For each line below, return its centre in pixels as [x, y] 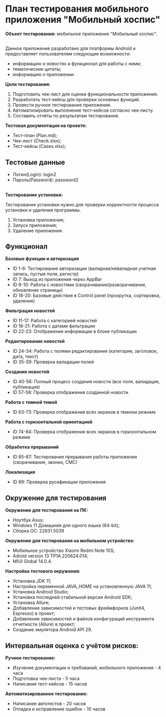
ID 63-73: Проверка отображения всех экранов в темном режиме [84, 412]
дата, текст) [25, 357]
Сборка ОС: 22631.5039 [38, 531]
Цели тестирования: [28, 84]
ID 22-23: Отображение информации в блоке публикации [75, 331]
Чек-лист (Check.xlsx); [37, 141]
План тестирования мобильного [77, 9]
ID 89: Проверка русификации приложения [59, 482]
